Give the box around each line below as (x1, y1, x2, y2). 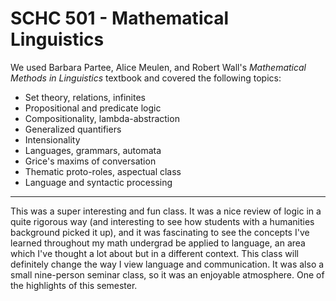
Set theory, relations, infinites (24, 91, 146, 103)
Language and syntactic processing (24, 176, 173, 188)
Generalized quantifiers (24, 123, 122, 135)
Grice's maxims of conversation (24, 155, 157, 167)
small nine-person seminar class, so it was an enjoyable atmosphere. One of (10, 268, 325, 281)
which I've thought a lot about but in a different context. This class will (10, 247, 299, 259)
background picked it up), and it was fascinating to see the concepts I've (10, 226, 310, 238)
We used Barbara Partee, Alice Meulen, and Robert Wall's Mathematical (10, 61, 307, 73)
